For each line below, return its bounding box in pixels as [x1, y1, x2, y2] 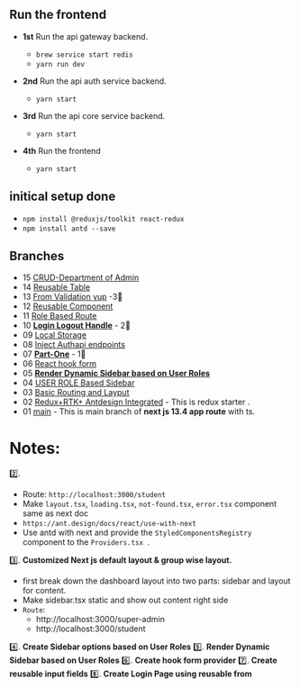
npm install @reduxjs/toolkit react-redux [22, 214, 185, 223]
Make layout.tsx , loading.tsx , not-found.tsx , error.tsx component [22, 499, 277, 510]
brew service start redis [35, 50, 133, 59]
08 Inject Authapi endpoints [22, 339, 126, 350]
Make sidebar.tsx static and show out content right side [22, 594, 229, 606]
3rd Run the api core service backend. [22, 110, 166, 121]
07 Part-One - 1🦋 [22, 349, 86, 359]
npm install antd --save [22, 224, 116, 233]
